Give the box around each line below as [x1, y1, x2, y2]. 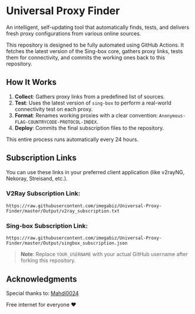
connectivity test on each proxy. [14, 105, 93, 113]
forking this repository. [20, 257, 76, 264]
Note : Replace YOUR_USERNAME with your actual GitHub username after [20, 251, 189, 258]
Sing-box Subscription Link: [6, 221, 88, 230]
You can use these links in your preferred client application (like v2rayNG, [6, 168, 185, 175]
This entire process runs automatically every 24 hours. [6, 136, 139, 143]
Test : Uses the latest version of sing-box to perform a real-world [14, 99, 172, 106]
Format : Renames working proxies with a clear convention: [14, 112, 158, 119]
